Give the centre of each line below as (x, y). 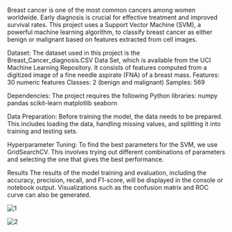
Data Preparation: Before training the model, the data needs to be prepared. (115, 116)
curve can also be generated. (49, 195)
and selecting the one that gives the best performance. (86, 159)
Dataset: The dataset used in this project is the (74, 53)
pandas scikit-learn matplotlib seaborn (62, 103)
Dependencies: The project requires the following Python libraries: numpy (113, 96)
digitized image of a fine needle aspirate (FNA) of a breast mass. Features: (113, 75)
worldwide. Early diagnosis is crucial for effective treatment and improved (113, 17)
